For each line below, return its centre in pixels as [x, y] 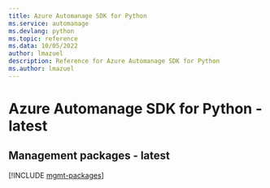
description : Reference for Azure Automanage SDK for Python [114, 62]
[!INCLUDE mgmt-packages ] [56, 175]
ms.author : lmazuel [41, 69]
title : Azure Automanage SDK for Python [78, 16]
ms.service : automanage [49, 23]
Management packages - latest [89, 156]
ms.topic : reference [44, 38]
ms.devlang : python [41, 31]
